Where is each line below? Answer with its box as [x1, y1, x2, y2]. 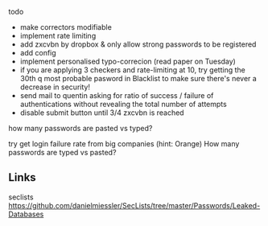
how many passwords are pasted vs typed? [8, 124, 153, 133]
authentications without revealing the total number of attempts [19, 100, 227, 109]
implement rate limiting [19, 31, 97, 40]
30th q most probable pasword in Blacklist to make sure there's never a [19, 74, 258, 83]
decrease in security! [19, 82, 91, 92]
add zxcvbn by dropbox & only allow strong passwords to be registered [19, 39, 257, 49]
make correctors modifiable [19, 23, 113, 31]
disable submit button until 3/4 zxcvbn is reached [19, 108, 184, 117]
